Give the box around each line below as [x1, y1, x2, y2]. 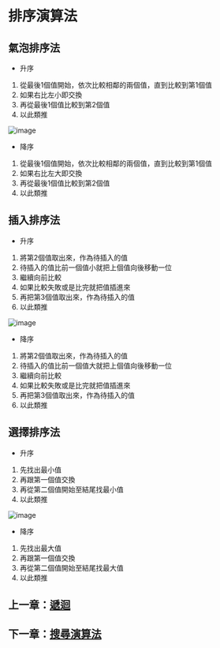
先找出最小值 [19, 465, 62, 474]
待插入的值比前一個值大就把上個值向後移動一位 [19, 361, 172, 370]
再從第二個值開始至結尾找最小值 [19, 485, 124, 494]
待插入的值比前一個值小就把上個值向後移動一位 [19, 262, 172, 272]
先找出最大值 [19, 543, 62, 552]
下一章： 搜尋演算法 [8, 627, 102, 641]
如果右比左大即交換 [19, 169, 83, 178]
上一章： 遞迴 [8, 598, 71, 612]
